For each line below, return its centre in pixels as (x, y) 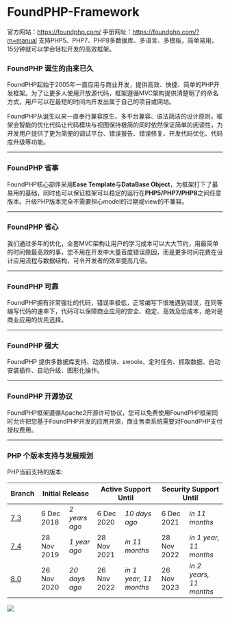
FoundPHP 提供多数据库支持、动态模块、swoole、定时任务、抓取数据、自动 (114, 362)
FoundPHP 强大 (33, 345)
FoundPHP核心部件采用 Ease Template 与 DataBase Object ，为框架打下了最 (113, 184)
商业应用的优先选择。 (37, 320)
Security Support (190, 489)
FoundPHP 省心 (33, 227)
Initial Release (65, 494)
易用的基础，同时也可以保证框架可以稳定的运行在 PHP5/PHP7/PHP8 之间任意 (114, 193)
